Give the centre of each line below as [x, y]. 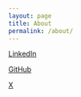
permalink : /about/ [41, 31]
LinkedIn [22, 54]
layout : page [30, 16]
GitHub [20, 70]
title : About [30, 23]
